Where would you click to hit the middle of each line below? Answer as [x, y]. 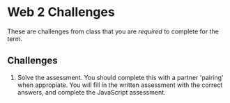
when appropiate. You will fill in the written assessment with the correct [120, 85]
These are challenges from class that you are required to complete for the [113, 31]
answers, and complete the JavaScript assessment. [91, 92]
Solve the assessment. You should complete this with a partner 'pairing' [121, 77]
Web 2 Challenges [61, 12]
